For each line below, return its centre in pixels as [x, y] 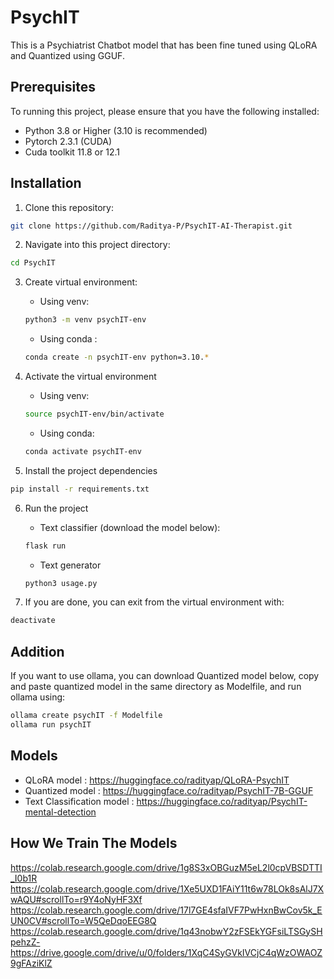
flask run [45, 546]
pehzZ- [25, 942]
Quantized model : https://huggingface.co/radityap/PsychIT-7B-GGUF [169, 790]
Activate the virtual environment [90, 377]
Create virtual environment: [81, 282]
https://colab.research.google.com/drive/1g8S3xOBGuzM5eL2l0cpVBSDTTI [166, 867]
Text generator [70, 565]
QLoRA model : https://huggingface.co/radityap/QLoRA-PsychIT [157, 780]
